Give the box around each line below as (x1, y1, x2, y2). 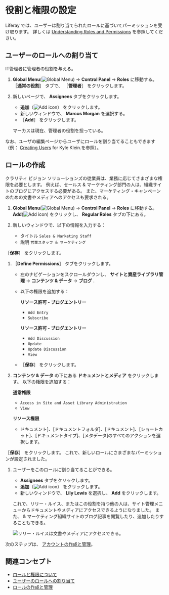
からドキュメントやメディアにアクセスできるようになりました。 (21, 507, 154, 513)
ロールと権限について (12, 572, 57, 578)
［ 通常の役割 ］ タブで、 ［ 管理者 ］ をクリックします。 (12, 82, 127, 88)
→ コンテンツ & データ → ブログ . (26, 278, 95, 284)
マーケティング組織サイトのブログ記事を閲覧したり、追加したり (27, 513, 160, 519)
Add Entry (27, 310, 49, 315)
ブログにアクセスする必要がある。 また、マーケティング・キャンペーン (14, 188, 161, 194)
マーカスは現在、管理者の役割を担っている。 (12, 127, 106, 133)
